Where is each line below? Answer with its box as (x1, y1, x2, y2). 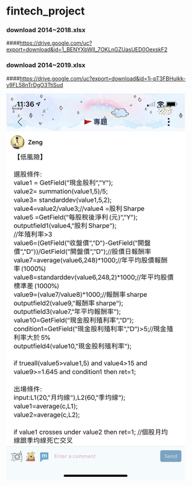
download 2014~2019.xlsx (6, 61, 86, 70)
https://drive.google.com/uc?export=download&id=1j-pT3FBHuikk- (19, 74, 186, 82)
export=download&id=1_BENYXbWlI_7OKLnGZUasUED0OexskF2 (6, 46, 168, 53)
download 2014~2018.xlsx (6, 26, 86, 34)
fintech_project (6, 4, 85, 18)
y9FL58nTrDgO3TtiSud (6, 81, 63, 88)
